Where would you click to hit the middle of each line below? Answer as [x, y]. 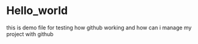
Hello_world [37, 11]
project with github [30, 34]
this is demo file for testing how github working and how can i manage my [99, 28]
